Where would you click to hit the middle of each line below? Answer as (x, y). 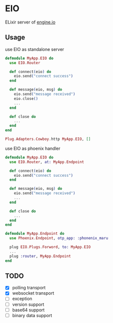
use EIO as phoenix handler (33, 148)
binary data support (32, 315)
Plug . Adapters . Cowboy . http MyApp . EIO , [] (48, 139)
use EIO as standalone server (35, 49)
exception (22, 299)
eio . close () (26, 98)
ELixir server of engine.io (30, 22)
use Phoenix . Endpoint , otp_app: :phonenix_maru (59, 238)
